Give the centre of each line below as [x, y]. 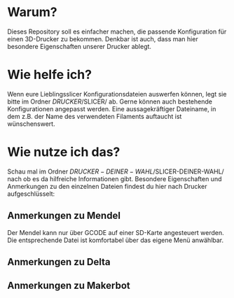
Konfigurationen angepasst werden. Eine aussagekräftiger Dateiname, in [112, 108]
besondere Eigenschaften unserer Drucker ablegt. [80, 46]
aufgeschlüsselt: [31, 194]
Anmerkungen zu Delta [59, 262]
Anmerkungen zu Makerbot [69, 286]
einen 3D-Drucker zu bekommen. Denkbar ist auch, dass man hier [103, 38]
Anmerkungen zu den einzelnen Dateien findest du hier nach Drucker [107, 186]
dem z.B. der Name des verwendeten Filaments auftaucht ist [95, 116]
